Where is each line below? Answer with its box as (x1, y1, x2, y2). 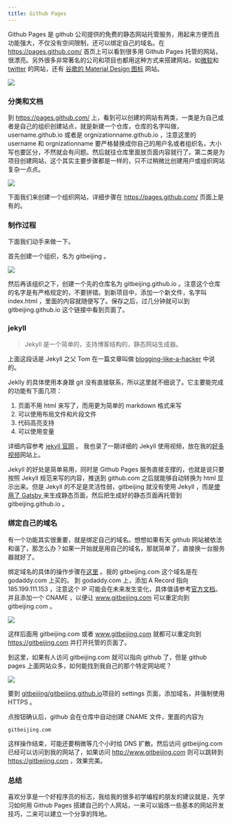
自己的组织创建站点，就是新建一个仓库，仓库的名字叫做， (19, 122, 183, 130)
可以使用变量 (17, 427, 54, 435)
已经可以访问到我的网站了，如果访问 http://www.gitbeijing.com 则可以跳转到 (8, 747, 224, 756)
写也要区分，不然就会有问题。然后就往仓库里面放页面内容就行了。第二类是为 (8, 148, 225, 156)
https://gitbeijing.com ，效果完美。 (8, 756, 107, 765)
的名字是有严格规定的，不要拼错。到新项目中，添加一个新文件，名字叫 (8, 288, 207, 297)
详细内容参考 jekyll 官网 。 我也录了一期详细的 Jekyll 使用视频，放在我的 (8, 441, 213, 450)
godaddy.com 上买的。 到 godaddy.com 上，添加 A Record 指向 (8, 576, 189, 584)
